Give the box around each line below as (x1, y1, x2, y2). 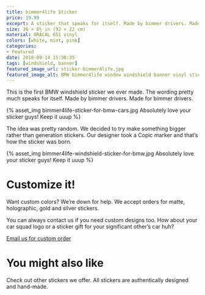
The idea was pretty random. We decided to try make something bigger (6, 125, 186, 132)
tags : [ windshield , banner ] (6, 60, 78, 66)
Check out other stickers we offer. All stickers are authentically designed (6, 277, 189, 284)
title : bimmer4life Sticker (6, 9, 78, 15)
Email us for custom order (6, 235, 71, 242)
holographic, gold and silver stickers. (6, 204, 99, 212)
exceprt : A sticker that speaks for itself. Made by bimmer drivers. (6, 20, 187, 26)
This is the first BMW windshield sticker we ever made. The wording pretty (6, 88, 194, 95)
